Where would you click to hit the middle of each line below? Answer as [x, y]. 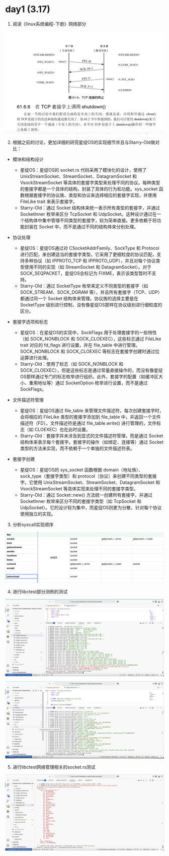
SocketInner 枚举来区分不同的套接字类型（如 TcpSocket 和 [81, 501]
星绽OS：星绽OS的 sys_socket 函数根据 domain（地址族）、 [81, 470]
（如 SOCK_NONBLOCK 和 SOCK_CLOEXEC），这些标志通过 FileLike [91, 339]
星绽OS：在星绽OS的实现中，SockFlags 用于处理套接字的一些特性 [88, 332]
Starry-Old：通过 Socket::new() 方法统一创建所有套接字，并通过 [86, 495]
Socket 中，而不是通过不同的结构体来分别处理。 [89, 226]
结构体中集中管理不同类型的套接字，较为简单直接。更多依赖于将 [91, 220]
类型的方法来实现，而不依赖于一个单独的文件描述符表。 [77, 448]
